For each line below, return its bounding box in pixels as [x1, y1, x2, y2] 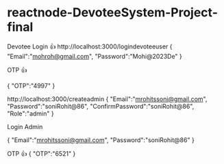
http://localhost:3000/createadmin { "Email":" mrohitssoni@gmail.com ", [7, 94, 208, 103]
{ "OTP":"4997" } [7, 81, 55, 90]
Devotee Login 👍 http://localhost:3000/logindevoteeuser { [7, 42, 173, 51]
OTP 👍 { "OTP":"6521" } [7, 149, 76, 158]
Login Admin [7, 122, 43, 131]
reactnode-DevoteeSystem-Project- [7, 5, 218, 20]
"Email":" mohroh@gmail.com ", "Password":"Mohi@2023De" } [7, 52, 183, 60]
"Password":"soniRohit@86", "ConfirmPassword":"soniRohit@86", [7, 102, 195, 110]
